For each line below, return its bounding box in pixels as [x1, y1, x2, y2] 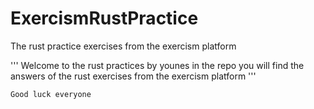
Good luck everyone [10, 89, 92, 99]
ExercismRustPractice [10, 7, 199, 30]
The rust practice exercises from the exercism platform [10, 40, 237, 52]
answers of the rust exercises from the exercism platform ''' [10, 70, 257, 82]
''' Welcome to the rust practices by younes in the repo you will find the [10, 59, 305, 71]
